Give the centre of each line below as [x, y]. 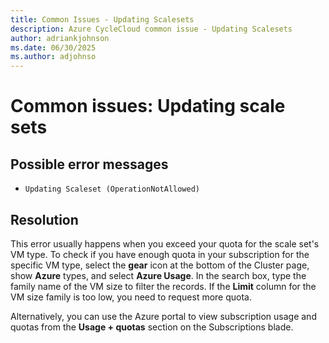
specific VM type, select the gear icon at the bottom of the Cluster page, [160, 265]
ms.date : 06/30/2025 [53, 47]
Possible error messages [89, 164]
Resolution [44, 219]
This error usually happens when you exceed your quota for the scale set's [165, 243]
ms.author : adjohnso [53, 57]
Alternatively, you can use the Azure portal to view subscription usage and [163, 316]
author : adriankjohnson [60, 38]
